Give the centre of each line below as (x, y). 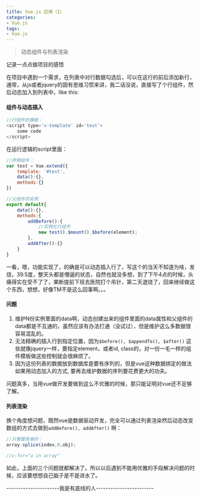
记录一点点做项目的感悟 (35, 65)
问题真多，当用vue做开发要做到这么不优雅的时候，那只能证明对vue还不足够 (99, 383)
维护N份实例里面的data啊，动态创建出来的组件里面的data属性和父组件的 (104, 319)
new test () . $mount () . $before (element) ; (88, 232)
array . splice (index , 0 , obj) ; (41, 445)
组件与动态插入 (25, 107)
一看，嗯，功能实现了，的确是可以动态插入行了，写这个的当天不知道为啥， (98, 266)
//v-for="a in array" (33, 456)
